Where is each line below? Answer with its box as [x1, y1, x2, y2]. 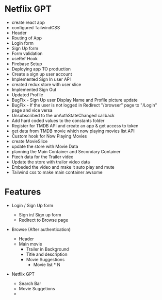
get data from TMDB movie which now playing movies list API [11, 128, 135, 134]
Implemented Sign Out [11, 87, 57, 92]
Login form [11, 40, 34, 46]
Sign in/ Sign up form [18, 212, 62, 217]
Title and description [26, 251, 67, 257]
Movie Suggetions [18, 285, 55, 291]
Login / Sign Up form [11, 202, 54, 208]
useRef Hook [11, 55, 38, 61]
